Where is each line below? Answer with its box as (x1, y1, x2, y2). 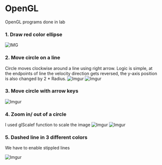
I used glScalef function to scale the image (5, 122, 91, 128)
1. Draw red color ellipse (5, 31, 63, 38)
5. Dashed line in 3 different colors (5, 134, 88, 141)
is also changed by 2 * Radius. (5, 76, 66, 82)
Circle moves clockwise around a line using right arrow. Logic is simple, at (5, 65, 153, 71)
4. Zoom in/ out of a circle (5, 111, 66, 117)
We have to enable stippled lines (5, 145, 70, 151)
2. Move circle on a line (5, 54, 61, 61)
